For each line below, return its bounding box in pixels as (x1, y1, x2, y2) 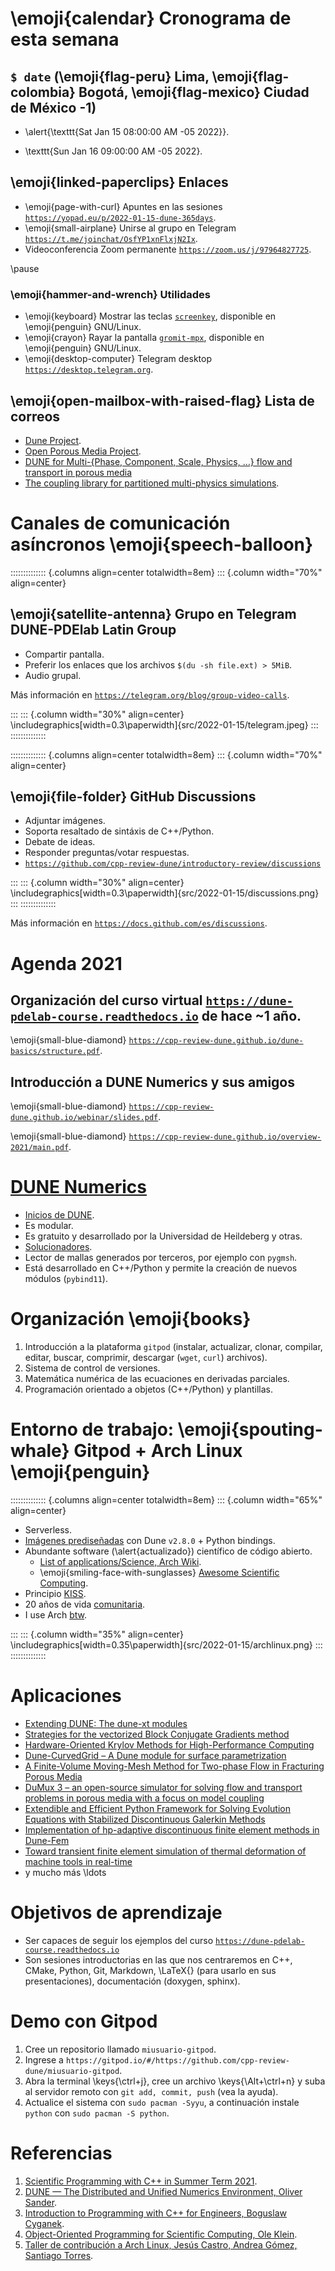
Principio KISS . (24, 1588, 87, 1600)
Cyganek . (24, 2217, 65, 2229)
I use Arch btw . (24, 1609, 88, 1621)
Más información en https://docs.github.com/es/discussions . (10, 917, 268, 929)
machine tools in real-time (24, 1856, 133, 1868)
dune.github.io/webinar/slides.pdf (10, 1113, 159, 1123)
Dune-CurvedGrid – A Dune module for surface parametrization (24, 1750, 287, 1762)
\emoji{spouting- (177, 1418, 323, 1441)
